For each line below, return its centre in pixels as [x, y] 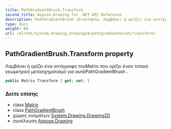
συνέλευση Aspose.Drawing [42, 121]
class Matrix [25, 105]
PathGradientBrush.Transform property [69, 54]
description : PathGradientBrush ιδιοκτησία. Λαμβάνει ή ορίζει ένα [78, 19]
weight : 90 [17, 29]
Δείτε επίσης [22, 94]
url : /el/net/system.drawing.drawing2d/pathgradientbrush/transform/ [81, 33]
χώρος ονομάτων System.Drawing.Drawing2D [61, 115]
